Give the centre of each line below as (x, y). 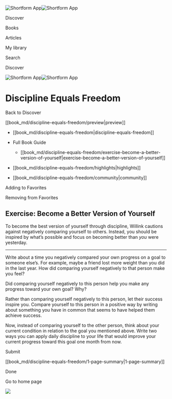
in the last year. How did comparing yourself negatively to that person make (85, 268)
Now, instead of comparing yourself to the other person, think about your (82, 325)
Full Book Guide (29, 142)
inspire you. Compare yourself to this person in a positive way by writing (81, 304)
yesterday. (16, 242)
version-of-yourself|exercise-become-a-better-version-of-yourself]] (93, 158)
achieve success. (24, 315)
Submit (13, 351)
